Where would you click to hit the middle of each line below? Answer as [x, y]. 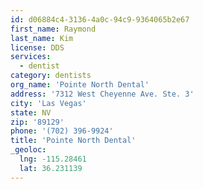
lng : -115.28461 [53, 159]
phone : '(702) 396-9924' [62, 131]
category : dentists [51, 76]
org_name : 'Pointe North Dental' [80, 85]
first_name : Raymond [53, 29]
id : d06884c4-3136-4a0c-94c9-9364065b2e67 [100, 19]
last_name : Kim [42, 38]
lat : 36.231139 [51, 168]
